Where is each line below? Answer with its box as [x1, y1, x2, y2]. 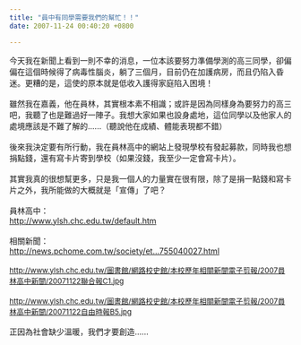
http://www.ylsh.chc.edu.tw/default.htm [9, 215, 157, 226]
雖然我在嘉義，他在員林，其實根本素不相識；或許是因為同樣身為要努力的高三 [9, 98, 292, 108]
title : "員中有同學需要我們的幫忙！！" [9, 13, 139, 22]
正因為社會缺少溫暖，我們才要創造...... [9, 326, 150, 337]
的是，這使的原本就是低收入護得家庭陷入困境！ [39, 77, 213, 88]
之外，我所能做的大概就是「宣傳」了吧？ [16, 185, 167, 195]
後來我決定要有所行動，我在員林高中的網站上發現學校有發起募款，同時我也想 [9, 141, 292, 152]
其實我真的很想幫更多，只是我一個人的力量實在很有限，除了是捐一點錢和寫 [9, 173, 284, 184]
